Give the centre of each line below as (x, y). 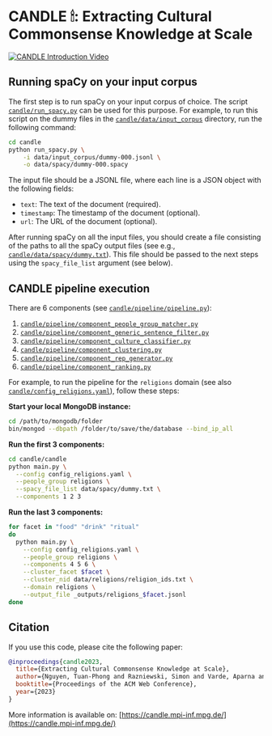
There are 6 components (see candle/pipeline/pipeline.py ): (110, 308)
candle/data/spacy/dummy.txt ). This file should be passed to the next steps (134, 255)
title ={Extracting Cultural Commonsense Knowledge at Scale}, (123, 669)
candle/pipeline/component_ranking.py (85, 367)
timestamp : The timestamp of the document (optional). (110, 213)
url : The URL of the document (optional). (89, 222)
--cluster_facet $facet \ (67, 572)
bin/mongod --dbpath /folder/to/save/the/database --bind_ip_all (121, 429)
